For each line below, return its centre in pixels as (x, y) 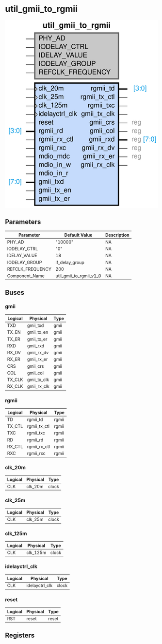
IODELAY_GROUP (24, 262)
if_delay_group (70, 262)
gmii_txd (35, 325)
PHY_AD (16, 242)
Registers (20, 635)
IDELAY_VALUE (22, 256)
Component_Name (26, 276)
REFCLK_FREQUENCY (29, 269)
